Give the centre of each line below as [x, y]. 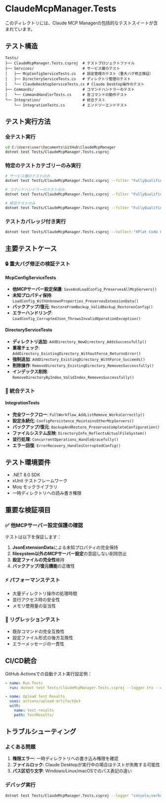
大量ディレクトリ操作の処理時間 [45, 593]
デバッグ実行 [21, 785]
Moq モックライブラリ [35, 487]
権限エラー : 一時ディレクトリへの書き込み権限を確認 [65, 758]
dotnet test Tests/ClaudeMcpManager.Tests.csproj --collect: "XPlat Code [82, 232]
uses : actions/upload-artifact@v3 [45, 701]
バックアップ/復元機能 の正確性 [43, 566]
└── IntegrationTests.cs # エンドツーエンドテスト [71, 105]
